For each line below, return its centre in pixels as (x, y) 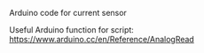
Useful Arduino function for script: (72, 30)
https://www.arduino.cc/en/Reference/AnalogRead (102, 39)
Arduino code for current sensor (68, 13)
